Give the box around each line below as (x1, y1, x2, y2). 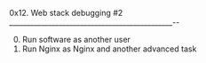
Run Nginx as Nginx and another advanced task (21, 43, 197, 54)
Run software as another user (21, 35, 131, 44)
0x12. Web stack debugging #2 (9, 8, 123, 18)
